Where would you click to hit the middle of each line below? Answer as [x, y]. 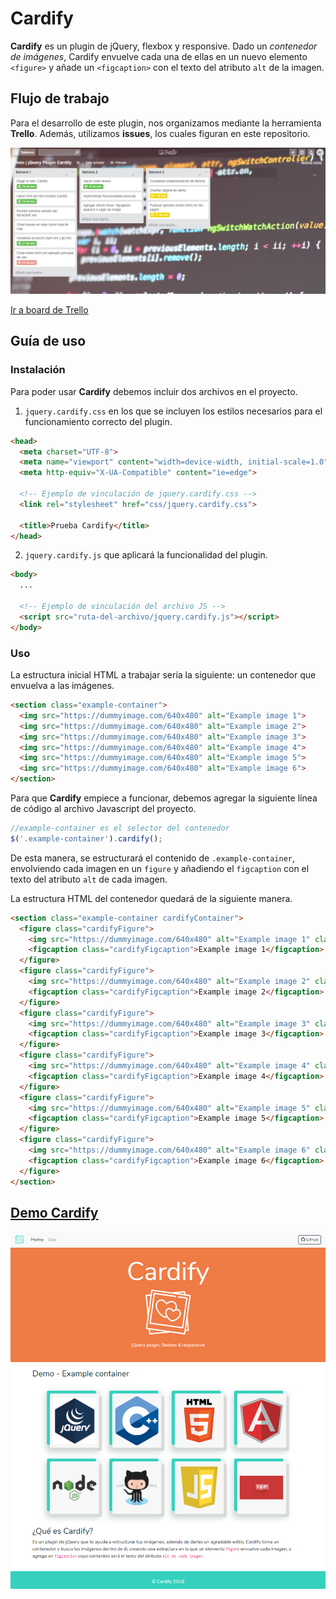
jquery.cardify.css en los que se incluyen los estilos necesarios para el [173, 411]
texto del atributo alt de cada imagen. [89, 879]
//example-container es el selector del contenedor [120, 828]
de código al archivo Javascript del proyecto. [103, 809]
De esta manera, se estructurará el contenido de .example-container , [152, 858]
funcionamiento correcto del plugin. [98, 421]
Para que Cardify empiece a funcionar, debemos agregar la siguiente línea [164, 798]
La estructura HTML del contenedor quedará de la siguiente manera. [151, 898]
